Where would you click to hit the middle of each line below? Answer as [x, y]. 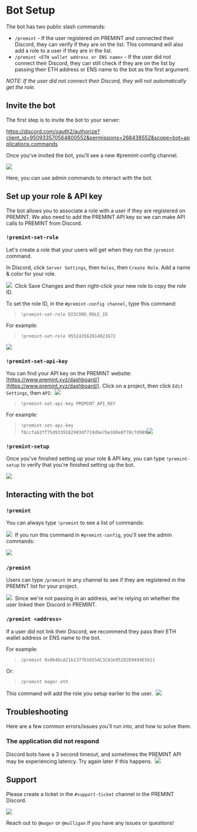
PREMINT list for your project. [42, 586]
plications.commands [32, 144]
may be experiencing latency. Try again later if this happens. [79, 761]
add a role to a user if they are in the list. [64, 50]
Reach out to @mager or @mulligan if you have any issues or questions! [90, 823]
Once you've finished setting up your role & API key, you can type [86, 458]
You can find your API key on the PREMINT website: [69, 374]
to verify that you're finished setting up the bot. [78, 465]
